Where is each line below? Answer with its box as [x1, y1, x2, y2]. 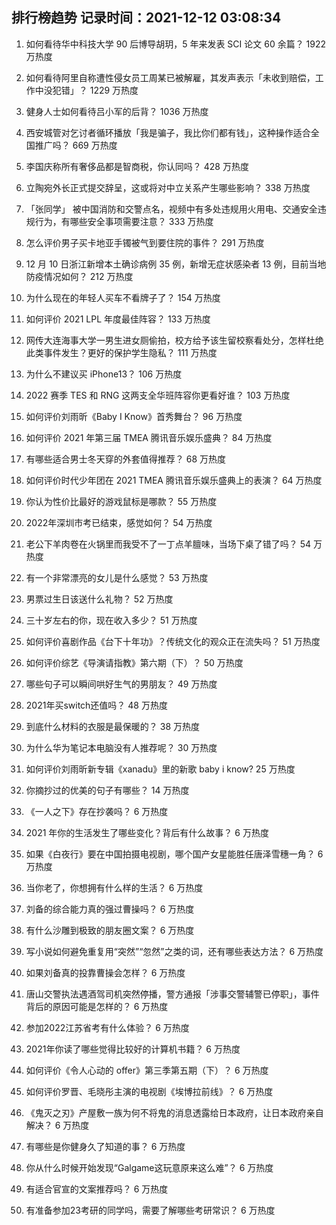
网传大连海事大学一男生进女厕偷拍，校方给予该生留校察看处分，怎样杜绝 [25, 334, 324, 346]
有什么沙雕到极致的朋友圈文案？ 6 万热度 [25, 924, 195, 936]
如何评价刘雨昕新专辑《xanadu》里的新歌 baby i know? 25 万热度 [25, 763, 296, 775]
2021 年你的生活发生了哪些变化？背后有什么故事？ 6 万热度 [25, 826, 269, 838]
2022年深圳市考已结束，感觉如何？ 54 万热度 [25, 516, 213, 528]
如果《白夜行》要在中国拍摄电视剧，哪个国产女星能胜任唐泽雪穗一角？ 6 [25, 848, 324, 860]
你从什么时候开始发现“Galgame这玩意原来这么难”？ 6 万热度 [25, 1161, 274, 1173]
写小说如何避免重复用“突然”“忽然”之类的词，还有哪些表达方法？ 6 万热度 [25, 945, 324, 957]
